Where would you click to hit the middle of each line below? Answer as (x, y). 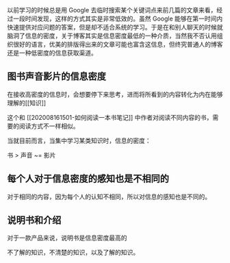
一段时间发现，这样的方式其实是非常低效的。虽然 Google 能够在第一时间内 (118, 18)
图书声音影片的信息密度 (56, 76)
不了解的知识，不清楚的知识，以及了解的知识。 (73, 253)
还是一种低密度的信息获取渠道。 (52, 53)
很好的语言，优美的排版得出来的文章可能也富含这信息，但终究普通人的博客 (118, 44)
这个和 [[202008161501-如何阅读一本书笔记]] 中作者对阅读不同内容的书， (110, 117)
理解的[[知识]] (27, 103)
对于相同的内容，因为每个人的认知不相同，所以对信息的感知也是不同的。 (109, 197)
